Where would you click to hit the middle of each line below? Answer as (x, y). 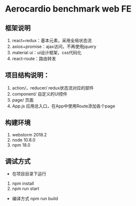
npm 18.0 (21, 145)
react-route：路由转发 (34, 59)
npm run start (26, 189)
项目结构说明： (27, 75)
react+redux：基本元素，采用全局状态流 (52, 40)
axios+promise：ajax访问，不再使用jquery (54, 46)
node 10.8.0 (23, 140)
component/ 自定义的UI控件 (40, 94)
